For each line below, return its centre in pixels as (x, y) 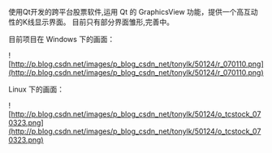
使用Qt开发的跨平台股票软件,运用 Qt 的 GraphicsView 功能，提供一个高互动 (133, 12)
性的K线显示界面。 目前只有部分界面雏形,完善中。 (91, 22)
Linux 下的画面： (37, 89)
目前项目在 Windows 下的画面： (62, 39)
